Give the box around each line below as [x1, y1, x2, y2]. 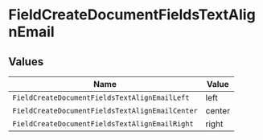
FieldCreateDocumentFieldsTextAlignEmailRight [12, 119, 195, 128]
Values [8, 55, 44, 68]
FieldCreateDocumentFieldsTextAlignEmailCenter [12, 106, 199, 115]
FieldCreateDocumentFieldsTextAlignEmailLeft [12, 93, 190, 102]
